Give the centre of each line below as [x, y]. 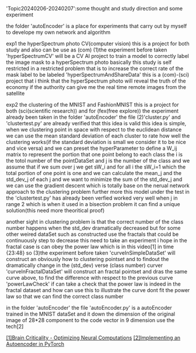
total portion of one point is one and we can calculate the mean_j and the [94, 173]
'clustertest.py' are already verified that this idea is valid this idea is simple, [96, 123]
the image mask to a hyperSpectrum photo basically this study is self [89, 62]
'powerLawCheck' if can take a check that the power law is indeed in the [93, 284]
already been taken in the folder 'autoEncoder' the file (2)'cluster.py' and [93, 117]
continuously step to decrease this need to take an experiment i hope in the [97, 240]
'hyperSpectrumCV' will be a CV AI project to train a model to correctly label [98, 56]
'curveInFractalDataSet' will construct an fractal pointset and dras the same [97, 271]
